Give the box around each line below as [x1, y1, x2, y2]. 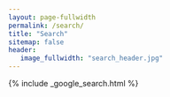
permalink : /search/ [8, 21, 85, 30]
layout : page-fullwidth [8, 12, 97, 22]
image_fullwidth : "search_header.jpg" [19, 54, 164, 63]
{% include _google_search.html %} [8, 78, 139, 88]
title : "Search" [8, 29, 68, 38]
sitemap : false [8, 37, 65, 47]
